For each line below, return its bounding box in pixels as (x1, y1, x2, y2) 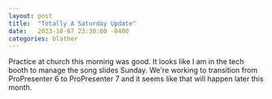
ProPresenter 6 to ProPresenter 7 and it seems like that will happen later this (8, 74, 264, 84)
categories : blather (8, 34, 79, 43)
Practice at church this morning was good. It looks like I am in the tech (8, 57, 244, 67)
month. (8, 83, 33, 93)
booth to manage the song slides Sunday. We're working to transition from (8, 66, 258, 75)
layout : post (8, 11, 53, 20)
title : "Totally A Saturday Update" (8, 19, 137, 28)
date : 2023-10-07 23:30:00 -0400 (8, 27, 129, 35)
